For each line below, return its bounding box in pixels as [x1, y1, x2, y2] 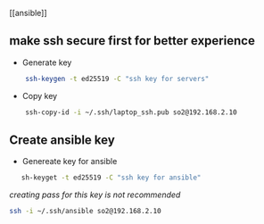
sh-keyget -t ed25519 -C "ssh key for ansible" [21, 173, 202, 182]
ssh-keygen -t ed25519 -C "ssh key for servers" [25, 74, 210, 83]
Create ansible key [9, 132, 116, 147]
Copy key [21, 90, 58, 101]
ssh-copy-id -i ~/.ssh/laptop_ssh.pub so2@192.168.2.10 [25, 107, 238, 117]
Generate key [21, 57, 72, 68]
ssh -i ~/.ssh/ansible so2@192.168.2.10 [9, 207, 162, 216]
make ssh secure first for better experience [9, 33, 256, 48]
